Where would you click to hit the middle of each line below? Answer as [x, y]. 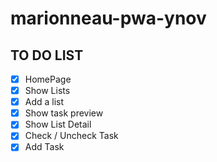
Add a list [44, 102]
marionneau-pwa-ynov [108, 18]
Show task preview [64, 113]
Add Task [44, 147]
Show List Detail [58, 124]
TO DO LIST [47, 55]
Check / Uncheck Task [71, 136]
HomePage [48, 79]
